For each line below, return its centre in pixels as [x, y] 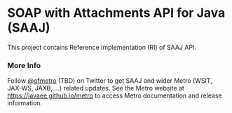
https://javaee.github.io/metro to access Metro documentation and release [115, 95]
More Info [24, 65]
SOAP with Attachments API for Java [116, 13]
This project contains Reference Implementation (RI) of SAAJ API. [102, 47]
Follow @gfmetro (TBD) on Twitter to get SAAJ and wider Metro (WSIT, [110, 81]
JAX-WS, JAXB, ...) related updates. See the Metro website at [96, 88]
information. [25, 103]
